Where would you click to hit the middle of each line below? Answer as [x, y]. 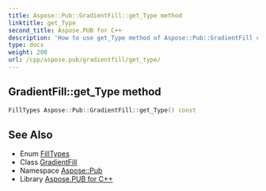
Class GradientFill [48, 162]
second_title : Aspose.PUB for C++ [65, 30]
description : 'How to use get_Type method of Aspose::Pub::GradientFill [131, 38]
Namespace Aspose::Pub [61, 170]
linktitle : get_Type [42, 23]
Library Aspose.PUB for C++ [66, 179]
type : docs [26, 45]
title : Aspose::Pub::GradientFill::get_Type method [95, 15]
